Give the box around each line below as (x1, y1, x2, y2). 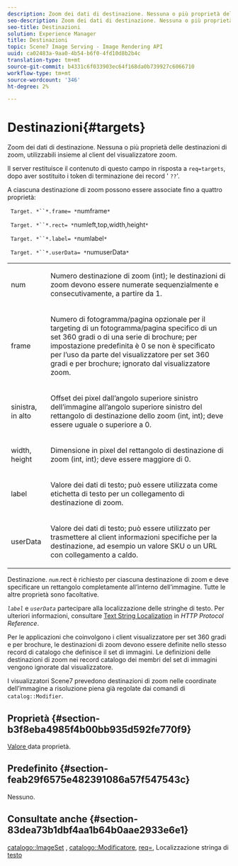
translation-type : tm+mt (7, 57, 81, 64)
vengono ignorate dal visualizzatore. (7, 663, 113, 672)
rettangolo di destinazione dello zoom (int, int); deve (50, 411, 224, 421)
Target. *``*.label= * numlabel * (10, 235, 108, 243)
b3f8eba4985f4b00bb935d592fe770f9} (7, 724, 192, 736)
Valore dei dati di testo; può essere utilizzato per (50, 524, 210, 534)
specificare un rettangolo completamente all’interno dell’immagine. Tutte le (7, 583, 226, 592)
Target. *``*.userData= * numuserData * (10, 248, 130, 257)
